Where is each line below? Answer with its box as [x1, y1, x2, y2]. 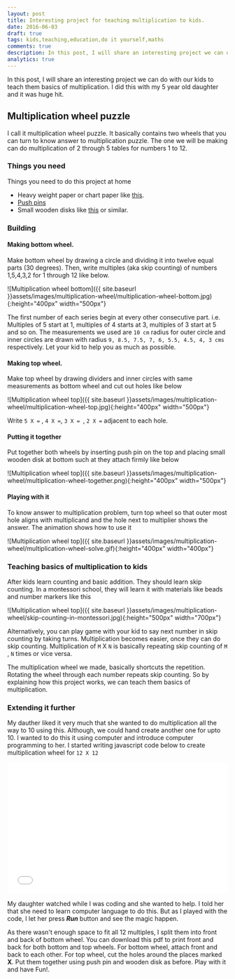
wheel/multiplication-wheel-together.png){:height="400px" [7, 477, 178, 485]
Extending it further [7, 702, 76, 712]
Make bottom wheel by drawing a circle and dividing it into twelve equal [7, 256, 214, 264]
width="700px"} [174, 613, 222, 622]
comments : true [7, 43, 52, 50]
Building [7, 223, 36, 233]
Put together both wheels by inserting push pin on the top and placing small [7, 448, 226, 456]
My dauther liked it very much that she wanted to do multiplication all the [7, 719, 218, 727]
